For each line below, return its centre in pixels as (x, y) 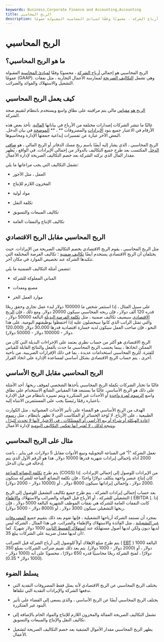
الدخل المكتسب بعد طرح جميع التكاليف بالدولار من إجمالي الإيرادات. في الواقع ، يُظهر (82, 150)
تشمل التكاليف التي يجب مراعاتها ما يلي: (42, 165)
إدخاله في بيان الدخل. (25, 463)
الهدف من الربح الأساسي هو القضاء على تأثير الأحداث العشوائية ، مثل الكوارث (75, 410)
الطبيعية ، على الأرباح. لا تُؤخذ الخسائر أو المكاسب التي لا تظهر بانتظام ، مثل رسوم (79, 415)
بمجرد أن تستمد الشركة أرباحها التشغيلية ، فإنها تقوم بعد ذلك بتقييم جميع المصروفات (81, 517)
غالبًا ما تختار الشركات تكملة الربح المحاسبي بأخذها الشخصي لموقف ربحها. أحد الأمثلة (82, 385)
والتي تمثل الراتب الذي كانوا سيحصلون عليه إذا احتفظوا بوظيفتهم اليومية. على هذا (79, 322)
